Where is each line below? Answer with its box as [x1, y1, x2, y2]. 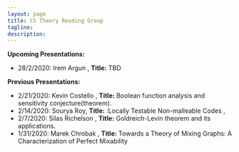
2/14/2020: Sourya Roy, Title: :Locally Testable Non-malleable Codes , [17, 106, 226, 115]
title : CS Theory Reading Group [7, 17, 103, 24]
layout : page [7, 10, 46, 18]
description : [7, 30, 46, 38]
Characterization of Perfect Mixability [17, 137, 128, 146]
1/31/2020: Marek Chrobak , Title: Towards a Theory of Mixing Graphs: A [17, 129, 233, 138]
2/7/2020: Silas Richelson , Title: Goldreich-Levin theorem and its [17, 114, 211, 123]
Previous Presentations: [7, 78, 81, 86]
